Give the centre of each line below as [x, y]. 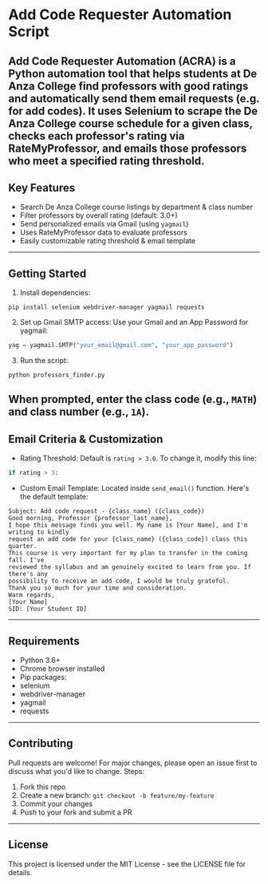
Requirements [44, 641]
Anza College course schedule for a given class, [130, 123]
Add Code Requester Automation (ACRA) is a [122, 61]
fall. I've [26, 560]
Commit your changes [56, 803]
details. [20, 872]
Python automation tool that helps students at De [133, 73]
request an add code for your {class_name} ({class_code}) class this [128, 539]
